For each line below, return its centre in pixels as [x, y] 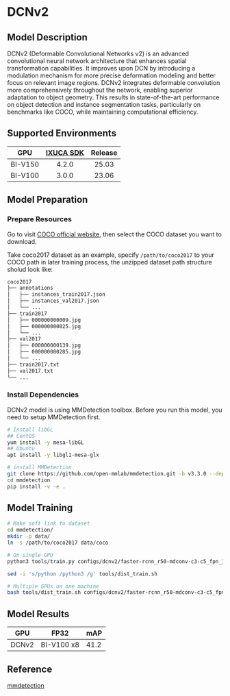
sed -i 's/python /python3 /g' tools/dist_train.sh [82, 574]
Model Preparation [48, 200]
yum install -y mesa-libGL [46, 443]
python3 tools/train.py [41, 561]
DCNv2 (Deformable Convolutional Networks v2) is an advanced [98, 53]
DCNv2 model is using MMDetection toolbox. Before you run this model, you [115, 410]
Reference [30, 669]
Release [104, 153]
